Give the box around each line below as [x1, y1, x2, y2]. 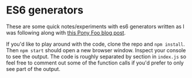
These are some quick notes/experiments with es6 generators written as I [6, 23, 185, 30]
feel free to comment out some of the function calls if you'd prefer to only [6, 59, 184, 66]
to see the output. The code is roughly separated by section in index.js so [6, 53, 187, 60]
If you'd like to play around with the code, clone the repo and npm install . [6, 40, 185, 48]
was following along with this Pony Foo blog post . [6, 29, 126, 36]
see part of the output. [6, 65, 60, 72]
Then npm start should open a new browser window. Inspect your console [6, 46, 186, 53]
